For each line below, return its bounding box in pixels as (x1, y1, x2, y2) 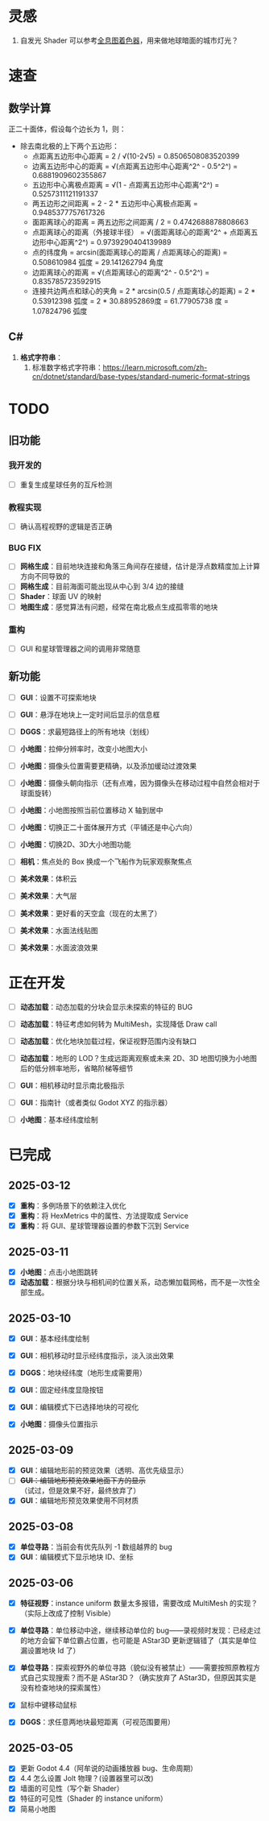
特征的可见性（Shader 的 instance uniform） (19, 1794, 168, 1803)
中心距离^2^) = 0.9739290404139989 (46, 237, 172, 246)
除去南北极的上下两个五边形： (19, 141, 119, 151)
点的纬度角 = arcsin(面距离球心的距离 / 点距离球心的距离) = (31, 247, 228, 257)
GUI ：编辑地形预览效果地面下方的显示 (19, 1476, 147, 1485)
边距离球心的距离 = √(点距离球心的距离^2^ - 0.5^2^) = (31, 267, 210, 277)
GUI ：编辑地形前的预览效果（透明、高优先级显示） (19, 1466, 188, 1476)
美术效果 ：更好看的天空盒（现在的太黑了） (19, 908, 162, 918)
